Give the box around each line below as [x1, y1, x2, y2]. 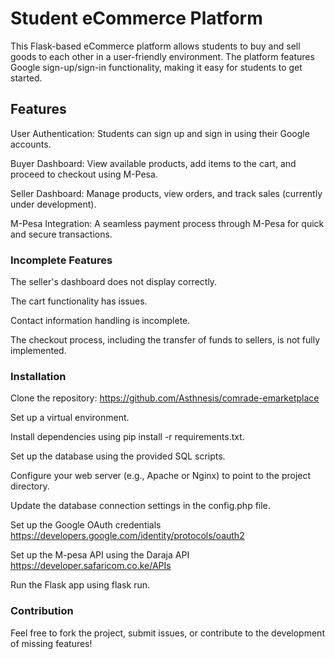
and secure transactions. [10, 228, 113, 240]
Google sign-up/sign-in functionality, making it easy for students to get [10, 61, 303, 73]
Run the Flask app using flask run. [10, 579, 151, 591]
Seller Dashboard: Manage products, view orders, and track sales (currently [10, 187, 323, 199]
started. [10, 72, 43, 84]
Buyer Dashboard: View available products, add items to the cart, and [10, 157, 297, 169]
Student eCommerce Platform [10, 7, 263, 30]
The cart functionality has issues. [10, 295, 148, 307]
